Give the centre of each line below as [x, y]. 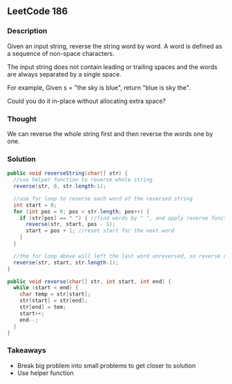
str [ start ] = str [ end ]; [54, 301]
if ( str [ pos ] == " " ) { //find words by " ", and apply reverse [114, 218]
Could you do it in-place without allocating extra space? [87, 101]
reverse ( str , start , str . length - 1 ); [66, 262]
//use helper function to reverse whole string [83, 180]
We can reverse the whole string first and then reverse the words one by [110, 133]
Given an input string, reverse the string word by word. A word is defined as [115, 46]
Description [27, 31]
